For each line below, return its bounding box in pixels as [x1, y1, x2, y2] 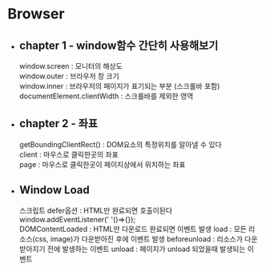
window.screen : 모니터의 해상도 [18, 62, 123, 70]
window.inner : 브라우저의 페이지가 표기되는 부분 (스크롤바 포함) [18, 82, 220, 90]
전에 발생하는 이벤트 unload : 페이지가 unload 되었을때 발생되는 [46, 244, 246, 253]
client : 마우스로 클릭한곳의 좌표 [18, 149, 119, 159]
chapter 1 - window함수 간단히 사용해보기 [18, 38, 219, 52]
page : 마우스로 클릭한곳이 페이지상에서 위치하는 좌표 [18, 159, 186, 169]
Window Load [18, 183, 90, 197]
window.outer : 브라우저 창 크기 [18, 71, 119, 81]
